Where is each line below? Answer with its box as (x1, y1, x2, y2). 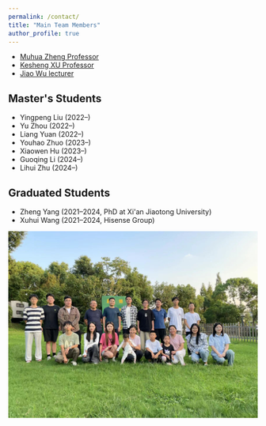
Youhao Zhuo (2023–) (19, 138, 91, 148)
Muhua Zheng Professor (19, 52, 99, 62)
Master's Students (8, 92, 102, 105)
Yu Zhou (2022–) (19, 121, 75, 130)
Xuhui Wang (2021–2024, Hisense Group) (19, 216, 155, 224)
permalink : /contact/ (8, 13, 80, 21)
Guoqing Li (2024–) (19, 155, 83, 164)
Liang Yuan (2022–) (19, 130, 85, 139)
